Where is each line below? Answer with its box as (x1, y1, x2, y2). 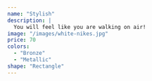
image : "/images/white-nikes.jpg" (7, 30, 109, 37)
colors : (7, 43, 30, 50)
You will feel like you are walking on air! (13, 23, 146, 30)
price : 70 (7, 37, 37, 44)
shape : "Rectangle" (7, 63, 65, 70)
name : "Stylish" (7, 10, 55, 18)
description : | (7, 17, 52, 24)
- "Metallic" (13, 56, 52, 63)
